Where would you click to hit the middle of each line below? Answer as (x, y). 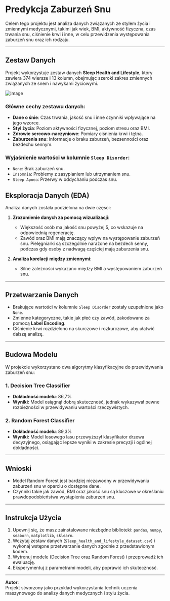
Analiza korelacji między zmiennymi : (52, 259)
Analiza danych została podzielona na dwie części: (58, 208)
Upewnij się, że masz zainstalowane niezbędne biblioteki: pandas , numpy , (88, 530)
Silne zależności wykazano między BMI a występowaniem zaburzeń (91, 269)
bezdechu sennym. (33, 145)
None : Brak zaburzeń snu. (38, 169)
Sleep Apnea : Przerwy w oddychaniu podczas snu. (65, 179)
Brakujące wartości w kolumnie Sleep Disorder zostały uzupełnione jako (88, 307)
